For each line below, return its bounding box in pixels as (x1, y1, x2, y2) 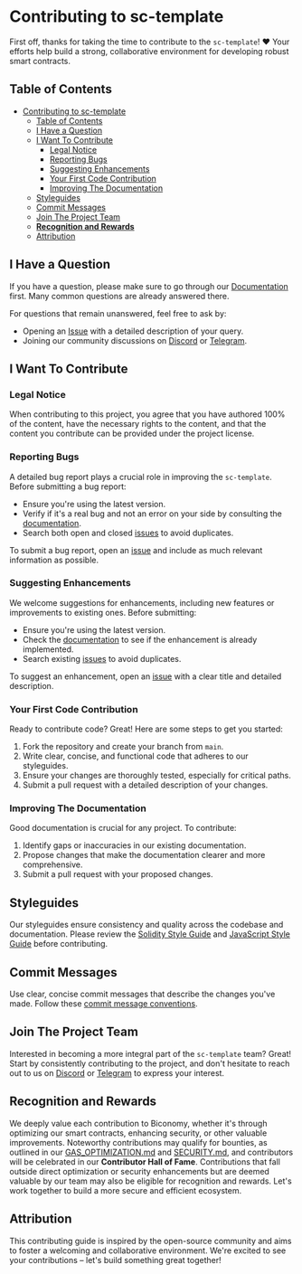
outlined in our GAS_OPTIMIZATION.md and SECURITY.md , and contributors (9, 1147, 294, 1157)
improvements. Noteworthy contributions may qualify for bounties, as (9, 1137, 269, 1147)
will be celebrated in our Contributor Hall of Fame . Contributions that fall (9, 1156, 280, 1167)
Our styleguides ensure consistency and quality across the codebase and (9, 920, 284, 930)
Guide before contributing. (9, 939, 109, 949)
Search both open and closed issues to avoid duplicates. (22, 527, 234, 538)
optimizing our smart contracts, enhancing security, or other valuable (9, 1128, 268, 1138)
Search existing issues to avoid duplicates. (22, 653, 182, 664)
